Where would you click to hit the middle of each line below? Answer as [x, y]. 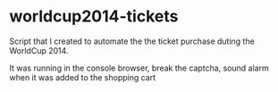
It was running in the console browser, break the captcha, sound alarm [139, 68]
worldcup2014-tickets [94, 17]
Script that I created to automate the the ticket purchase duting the [132, 41]
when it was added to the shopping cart [83, 77]
